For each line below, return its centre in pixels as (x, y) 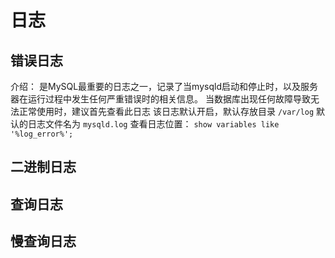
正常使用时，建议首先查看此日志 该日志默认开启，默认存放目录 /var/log (166, 111)
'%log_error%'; (42, 134)
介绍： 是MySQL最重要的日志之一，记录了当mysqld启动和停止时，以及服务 (164, 86)
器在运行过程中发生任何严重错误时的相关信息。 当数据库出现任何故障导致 (160, 99)
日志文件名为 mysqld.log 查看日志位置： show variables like (153, 124)
